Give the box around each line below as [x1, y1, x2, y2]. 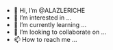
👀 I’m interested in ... [13, 14, 72, 22]
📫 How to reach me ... [13, 36, 77, 43]
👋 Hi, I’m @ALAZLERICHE [13, 7, 86, 14]
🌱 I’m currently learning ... [13, 21, 87, 28]
